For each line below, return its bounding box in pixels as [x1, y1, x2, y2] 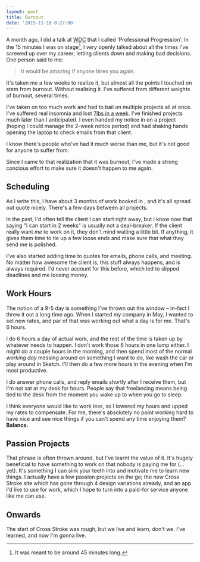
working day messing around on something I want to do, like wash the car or [6, 354, 194, 361]
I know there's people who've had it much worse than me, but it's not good [6, 141, 190, 148]
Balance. [6, 421, 29, 429]
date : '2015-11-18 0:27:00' [6, 20, 76, 26]
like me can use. [6, 492, 46, 499]
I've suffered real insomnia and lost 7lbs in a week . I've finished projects [6, 110, 183, 117]
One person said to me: [6, 56, 64, 63]
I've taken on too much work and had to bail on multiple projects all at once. [6, 104, 192, 111]
